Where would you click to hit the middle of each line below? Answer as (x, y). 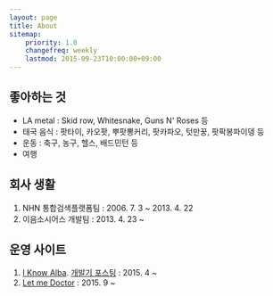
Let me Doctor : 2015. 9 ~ (69, 283)
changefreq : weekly (62, 51)
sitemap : (25, 34)
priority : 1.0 (51, 42)
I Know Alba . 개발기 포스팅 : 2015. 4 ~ (90, 273)
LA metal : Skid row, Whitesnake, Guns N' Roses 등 (115, 120)
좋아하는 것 (38, 98)
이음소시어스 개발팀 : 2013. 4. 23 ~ (83, 218)
